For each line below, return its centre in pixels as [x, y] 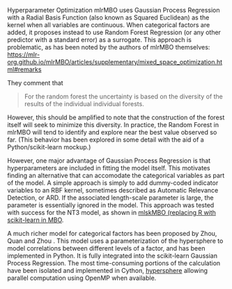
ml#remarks [24, 69]
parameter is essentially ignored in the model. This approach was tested [111, 205]
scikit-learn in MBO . [36, 220]
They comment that [36, 83]
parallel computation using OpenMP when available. [82, 278]
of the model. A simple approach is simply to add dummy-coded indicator [113, 183]
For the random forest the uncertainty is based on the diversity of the [123, 96]
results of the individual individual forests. [84, 104]
